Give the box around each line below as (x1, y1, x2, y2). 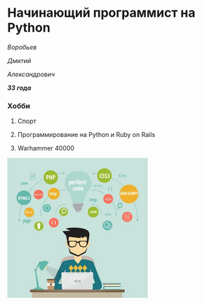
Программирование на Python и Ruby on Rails (17, 131, 156, 139)
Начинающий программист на (7, 5, 196, 21)
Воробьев (7, 43, 37, 51)
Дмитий (7, 56, 32, 64)
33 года (7, 83, 32, 92)
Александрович (7, 70, 55, 78)
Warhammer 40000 (17, 144, 75, 152)
